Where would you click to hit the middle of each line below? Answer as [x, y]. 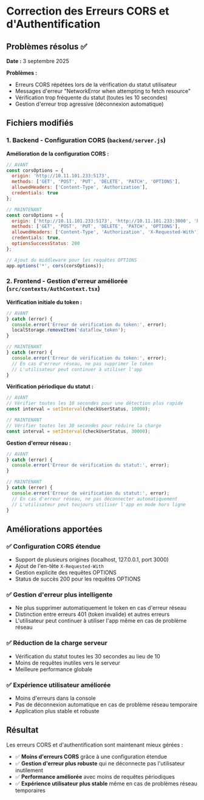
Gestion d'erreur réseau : [39, 443]
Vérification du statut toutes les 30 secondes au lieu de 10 [87, 656]
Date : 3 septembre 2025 [38, 61]
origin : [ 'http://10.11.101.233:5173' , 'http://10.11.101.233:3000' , [101, 221]
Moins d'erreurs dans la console [55, 698]
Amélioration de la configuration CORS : [58, 154]
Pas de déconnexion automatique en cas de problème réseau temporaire [106, 705]
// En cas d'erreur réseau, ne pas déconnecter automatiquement [95, 499]
